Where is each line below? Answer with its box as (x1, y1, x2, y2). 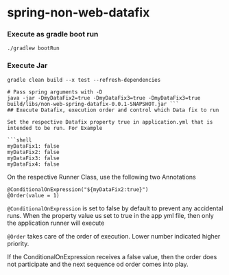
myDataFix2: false (7, 148, 60, 155)
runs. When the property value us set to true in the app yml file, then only (7, 211, 214, 219)
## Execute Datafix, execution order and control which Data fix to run (7, 107, 219, 113)
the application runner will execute (7, 219, 105, 227)
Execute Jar (7, 60, 48, 70)
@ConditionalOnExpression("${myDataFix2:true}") (7, 186, 149, 193)
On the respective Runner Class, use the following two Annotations (7, 173, 197, 181)
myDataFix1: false (7, 142, 60, 149)
